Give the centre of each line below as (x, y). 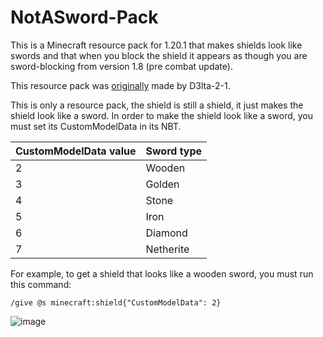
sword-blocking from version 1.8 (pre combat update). (121, 66)
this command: (41, 284)
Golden (162, 184)
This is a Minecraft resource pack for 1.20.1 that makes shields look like (156, 45)
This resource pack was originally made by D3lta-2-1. (120, 85)
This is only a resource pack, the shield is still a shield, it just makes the (157, 105)
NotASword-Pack (84, 17)
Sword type (174, 151)
